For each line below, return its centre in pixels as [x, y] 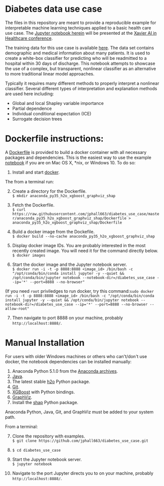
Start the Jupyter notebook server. [47, 459]
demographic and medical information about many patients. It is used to [78, 53]
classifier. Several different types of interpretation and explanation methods [81, 88]
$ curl [19, 209]
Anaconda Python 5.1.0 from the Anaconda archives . [65, 371]
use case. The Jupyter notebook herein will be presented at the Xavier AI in [81, 33]
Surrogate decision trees [37, 119]
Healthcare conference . [29, 38]
